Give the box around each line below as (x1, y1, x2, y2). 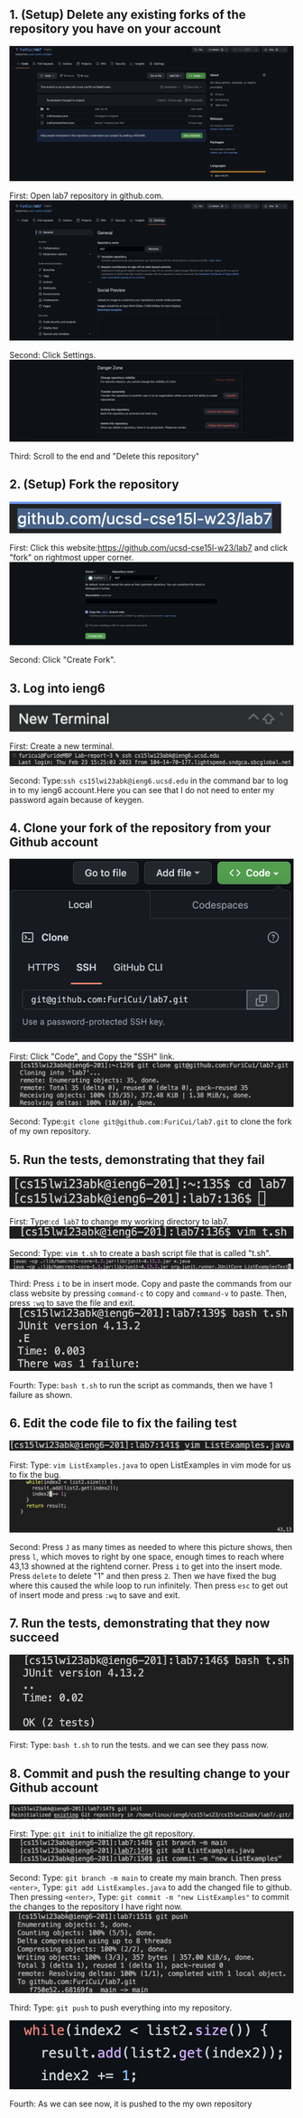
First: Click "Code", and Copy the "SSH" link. (9, 1051, 175, 1062)
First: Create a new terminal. (9, 741, 115, 752)
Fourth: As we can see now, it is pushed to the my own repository (9, 2098, 252, 2109)
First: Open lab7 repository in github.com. (9, 190, 164, 202)
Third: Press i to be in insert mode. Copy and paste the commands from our (9, 1278, 292, 1289)
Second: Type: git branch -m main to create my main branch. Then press (9, 1872, 282, 1884)
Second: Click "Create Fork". (9, 655, 116, 666)
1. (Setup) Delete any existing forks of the (9, 7, 246, 23)
